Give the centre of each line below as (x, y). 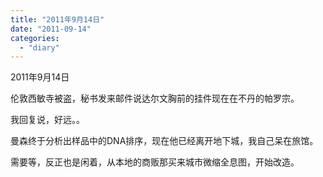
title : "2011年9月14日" (57, 19)
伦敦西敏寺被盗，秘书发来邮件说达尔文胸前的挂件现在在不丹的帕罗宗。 (155, 98)
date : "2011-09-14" (51, 29)
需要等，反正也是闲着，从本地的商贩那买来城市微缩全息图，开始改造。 (155, 162)
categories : (35, 38)
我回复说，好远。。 (47, 120)
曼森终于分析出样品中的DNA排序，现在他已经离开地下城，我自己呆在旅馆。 (164, 141)
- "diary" (39, 47)
